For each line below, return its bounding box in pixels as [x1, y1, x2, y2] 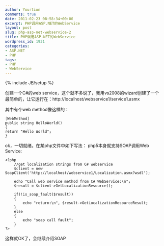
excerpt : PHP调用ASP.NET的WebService [5, 21, 80, 26]
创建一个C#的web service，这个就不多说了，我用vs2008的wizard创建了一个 [5, 90, 160, 96]
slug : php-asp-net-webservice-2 [5, 30, 71, 35]
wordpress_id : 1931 [5, 39, 45, 44]
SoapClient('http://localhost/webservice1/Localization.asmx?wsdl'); [5, 171, 151, 175]
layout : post [5, 25, 32, 30]
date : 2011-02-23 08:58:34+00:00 [5, 16, 74, 21]
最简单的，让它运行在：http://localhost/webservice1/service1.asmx [5, 96, 140, 102]
